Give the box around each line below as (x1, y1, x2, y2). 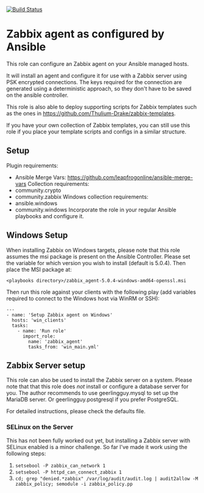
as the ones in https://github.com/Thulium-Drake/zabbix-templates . (6, 110, 176, 117)
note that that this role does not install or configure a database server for (6, 383, 189, 390)
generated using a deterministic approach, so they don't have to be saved (6, 85, 192, 92)
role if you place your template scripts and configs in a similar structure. (6, 128, 187, 135)
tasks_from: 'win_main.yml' (28, 344, 99, 350)
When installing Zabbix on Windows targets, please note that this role (6, 246, 181, 254)
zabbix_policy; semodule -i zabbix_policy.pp (15, 481, 133, 487)
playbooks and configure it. (15, 212, 84, 219)
